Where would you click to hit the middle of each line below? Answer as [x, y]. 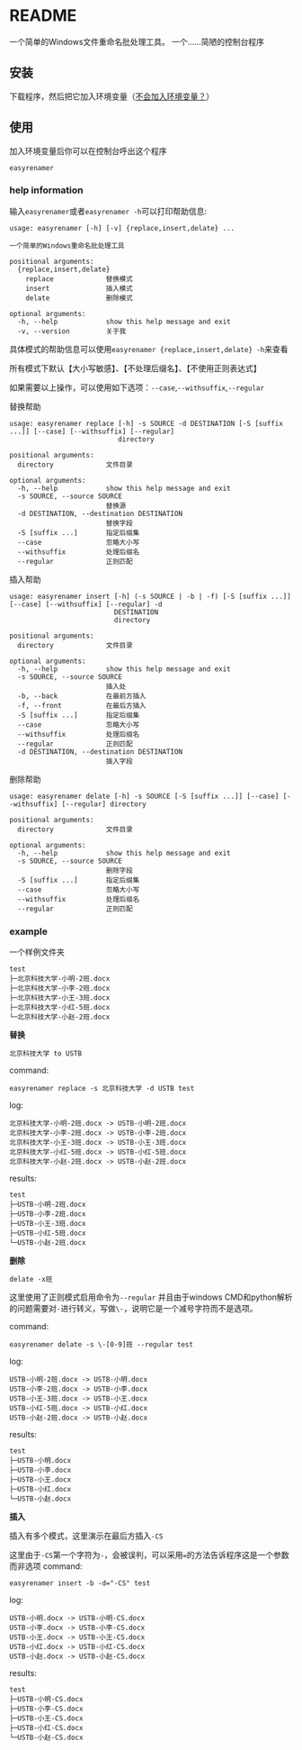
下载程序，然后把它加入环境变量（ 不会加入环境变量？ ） [111, 96]
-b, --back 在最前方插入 [82, 696]
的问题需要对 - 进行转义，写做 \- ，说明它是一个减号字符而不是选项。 [133, 1309]
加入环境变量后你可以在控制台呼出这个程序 [88, 150]
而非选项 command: [46, 1566]
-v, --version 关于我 [72, 331]
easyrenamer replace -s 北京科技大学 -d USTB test [102, 1089]
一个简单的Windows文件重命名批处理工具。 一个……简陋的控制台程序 [137, 41]
